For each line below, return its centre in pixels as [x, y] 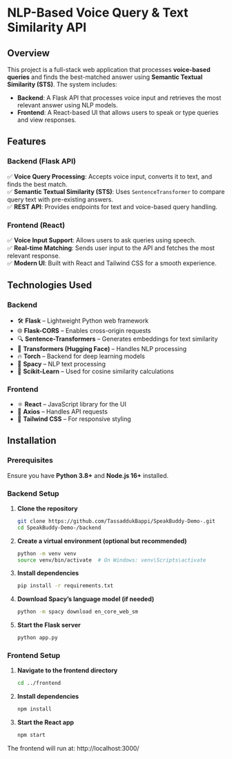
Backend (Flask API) [41, 161]
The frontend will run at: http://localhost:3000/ [73, 748]
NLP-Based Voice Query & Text [98, 13]
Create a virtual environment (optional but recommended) [102, 541]
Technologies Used [49, 285]
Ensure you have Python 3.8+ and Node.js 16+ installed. [88, 475]
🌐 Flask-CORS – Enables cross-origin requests [84, 330]
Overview [29, 53]
